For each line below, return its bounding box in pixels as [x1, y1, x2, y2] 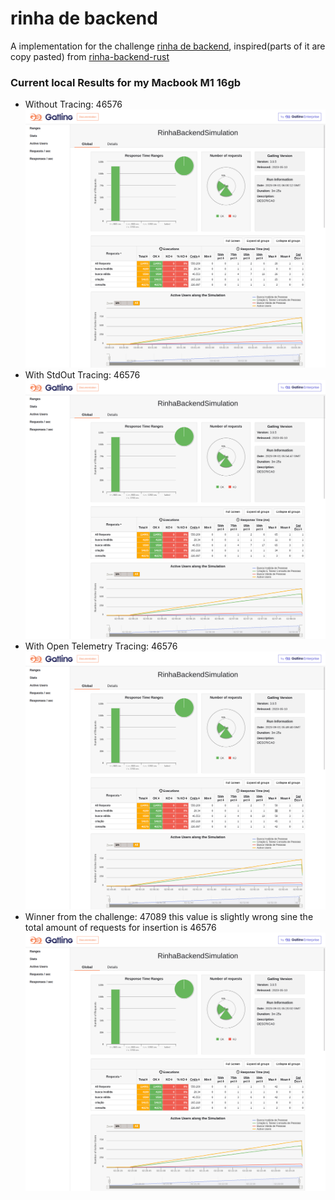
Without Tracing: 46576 [24, 98, 123, 111]
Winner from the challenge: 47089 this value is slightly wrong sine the [24, 910, 314, 922]
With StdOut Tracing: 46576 [24, 369, 141, 381]
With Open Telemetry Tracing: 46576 [24, 640, 178, 652]
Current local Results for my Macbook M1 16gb [10, 75, 242, 89]
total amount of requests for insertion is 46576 [24, 921, 217, 933]
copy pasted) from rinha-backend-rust [10, 50, 170, 62]
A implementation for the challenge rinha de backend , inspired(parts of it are [10, 40, 326, 52]
